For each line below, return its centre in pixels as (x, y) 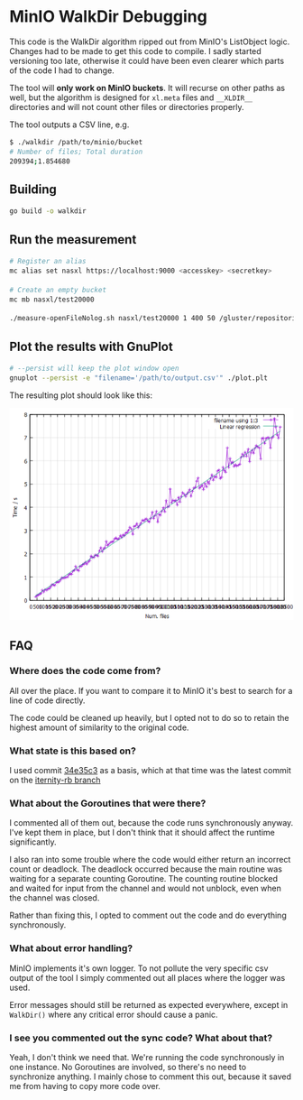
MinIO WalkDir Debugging (108, 17)
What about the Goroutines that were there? (108, 803)
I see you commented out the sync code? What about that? (141, 1038)
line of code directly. (47, 700)
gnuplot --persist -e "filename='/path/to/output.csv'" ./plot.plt (139, 378)
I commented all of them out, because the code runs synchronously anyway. (151, 823)
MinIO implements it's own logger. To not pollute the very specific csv (139, 968)
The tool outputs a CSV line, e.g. (69, 125)
